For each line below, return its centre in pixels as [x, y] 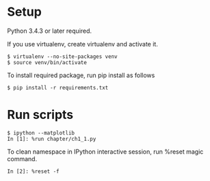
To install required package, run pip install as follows [81, 75]
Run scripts [40, 115]
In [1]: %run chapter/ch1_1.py [52, 139]
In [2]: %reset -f [33, 171]
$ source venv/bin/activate [47, 62]
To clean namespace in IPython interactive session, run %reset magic [105, 152]
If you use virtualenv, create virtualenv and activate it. [83, 44]
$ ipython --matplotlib [41, 133]
